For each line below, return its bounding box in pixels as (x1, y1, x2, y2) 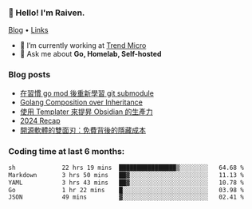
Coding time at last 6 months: (8, 145, 125, 156)
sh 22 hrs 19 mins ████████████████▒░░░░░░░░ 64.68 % (8, 164, 245, 172)
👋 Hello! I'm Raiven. (8, 7, 85, 18)
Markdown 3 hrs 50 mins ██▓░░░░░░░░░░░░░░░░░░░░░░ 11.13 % (8, 171, 245, 179)
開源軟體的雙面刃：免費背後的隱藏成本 (19, 125, 146, 135)
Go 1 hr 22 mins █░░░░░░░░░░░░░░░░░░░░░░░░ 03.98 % (8, 186, 245, 194)
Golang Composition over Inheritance (19, 97, 144, 107)
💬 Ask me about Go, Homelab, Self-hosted (19, 49, 162, 59)
